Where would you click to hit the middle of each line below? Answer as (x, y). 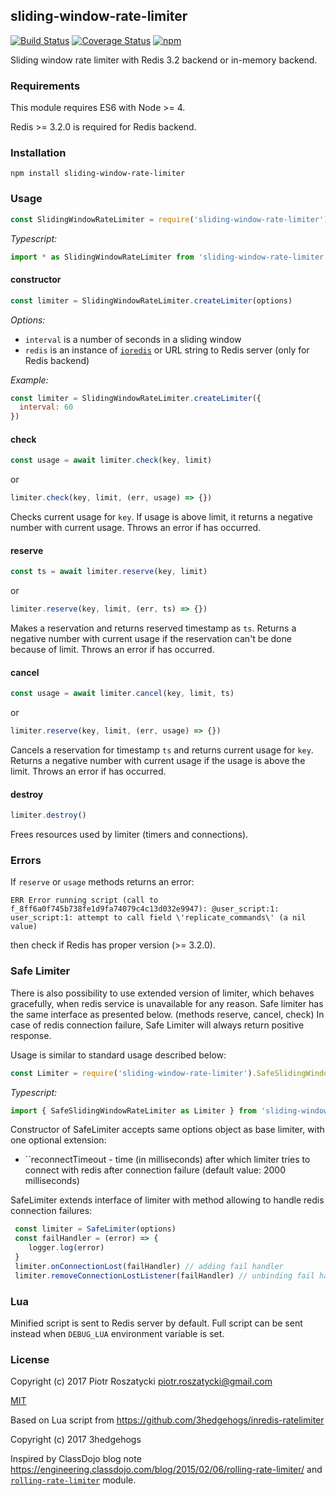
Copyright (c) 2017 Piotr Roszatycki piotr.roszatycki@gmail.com (141, 1381)
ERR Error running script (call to (84, 900)
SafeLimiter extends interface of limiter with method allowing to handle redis (167, 1200)
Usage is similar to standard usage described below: (118, 1055)
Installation (38, 153)
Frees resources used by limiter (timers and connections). (129, 835)
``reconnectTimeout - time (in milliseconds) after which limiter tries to (167, 1160)
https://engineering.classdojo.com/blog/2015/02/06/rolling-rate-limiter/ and (166, 1470)
